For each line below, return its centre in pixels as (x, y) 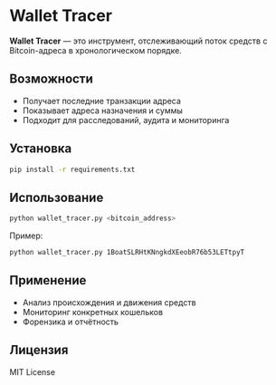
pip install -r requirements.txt (72, 169)
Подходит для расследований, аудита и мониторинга (126, 120)
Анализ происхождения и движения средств (109, 302)
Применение (48, 280)
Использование (57, 197)
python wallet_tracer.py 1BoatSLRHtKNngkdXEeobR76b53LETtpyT (127, 253)
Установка (41, 149)
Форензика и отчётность (71, 322)
